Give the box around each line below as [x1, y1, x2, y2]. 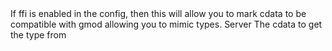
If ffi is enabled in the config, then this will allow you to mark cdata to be [10, 8, 307, 19]
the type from [10, 29, 67, 41]
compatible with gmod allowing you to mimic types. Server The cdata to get [10, 18, 323, 30]
